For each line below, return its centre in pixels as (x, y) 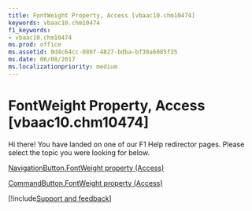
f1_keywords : (30, 30)
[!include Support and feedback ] (60, 198)
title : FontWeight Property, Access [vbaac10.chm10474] (102, 15)
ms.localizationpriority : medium (63, 67)
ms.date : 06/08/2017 (42, 60)
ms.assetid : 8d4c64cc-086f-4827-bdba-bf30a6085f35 (93, 52)
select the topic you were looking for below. (79, 152)
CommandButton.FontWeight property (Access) (85, 183)
